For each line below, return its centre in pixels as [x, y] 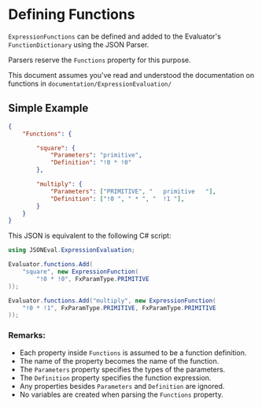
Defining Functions [72, 15]
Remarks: [27, 335]
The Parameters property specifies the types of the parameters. [122, 369]
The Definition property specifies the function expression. [115, 377]
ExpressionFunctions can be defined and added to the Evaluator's [115, 36]
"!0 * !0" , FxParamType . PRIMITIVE [93, 279]
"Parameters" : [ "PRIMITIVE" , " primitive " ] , [133, 191]
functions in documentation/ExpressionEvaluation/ [90, 83]
